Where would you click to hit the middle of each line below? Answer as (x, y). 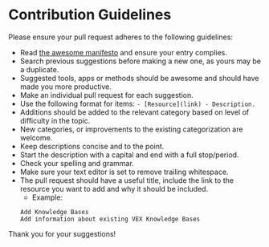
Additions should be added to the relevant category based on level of (134, 112)
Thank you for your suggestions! (62, 233)
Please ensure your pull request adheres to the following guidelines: (120, 37)
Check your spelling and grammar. (77, 163)
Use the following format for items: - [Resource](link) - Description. (137, 103)
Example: (47, 197)
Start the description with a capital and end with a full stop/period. (129, 155)
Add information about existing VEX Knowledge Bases (110, 219)
